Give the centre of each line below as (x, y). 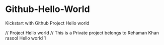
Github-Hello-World (48, 9)
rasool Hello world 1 (26, 38)
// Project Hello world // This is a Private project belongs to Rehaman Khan (82, 32)
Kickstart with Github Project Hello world (47, 23)
